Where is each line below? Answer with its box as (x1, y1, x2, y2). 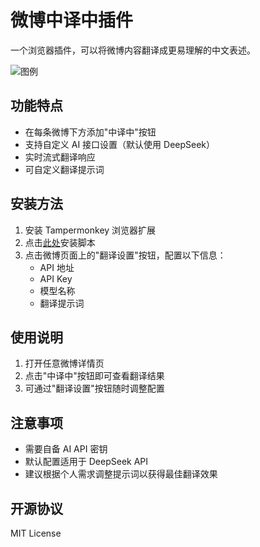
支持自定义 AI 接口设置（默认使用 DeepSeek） (24, 138, 216, 150)
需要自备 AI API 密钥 (24, 443, 108, 455)
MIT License (10, 527, 62, 539)
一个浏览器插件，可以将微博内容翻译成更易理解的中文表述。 (10, 44, 256, 56)
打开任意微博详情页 (24, 357, 105, 370)
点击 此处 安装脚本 (24, 236, 96, 248)
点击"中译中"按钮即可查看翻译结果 (24, 370, 165, 382)
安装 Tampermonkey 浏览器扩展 (24, 224, 157, 236)
